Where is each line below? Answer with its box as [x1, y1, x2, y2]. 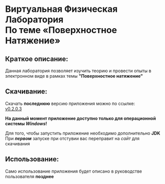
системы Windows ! [5, 120, 48, 127]
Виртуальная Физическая [5, 3, 118, 15]
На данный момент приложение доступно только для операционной [5, 115, 156, 121]
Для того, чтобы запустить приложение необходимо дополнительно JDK [5, 130, 161, 136]
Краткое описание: [5, 54, 68, 63]
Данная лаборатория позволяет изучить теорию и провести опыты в [5, 68, 152, 74]
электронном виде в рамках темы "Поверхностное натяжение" [5, 73, 143, 79]
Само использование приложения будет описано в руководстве [5, 168, 142, 174]
